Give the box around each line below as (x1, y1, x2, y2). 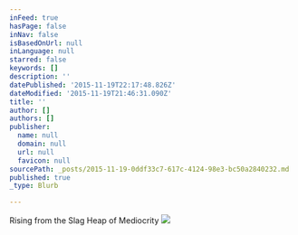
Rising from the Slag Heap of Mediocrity (9, 215, 159, 226)
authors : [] (9, 114, 54, 123)
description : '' (9, 72, 71, 81)
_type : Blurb (9, 182, 59, 191)
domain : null (17, 139, 67, 148)
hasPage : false (9, 22, 67, 31)
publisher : (9, 123, 51, 132)
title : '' (9, 97, 47, 107)
